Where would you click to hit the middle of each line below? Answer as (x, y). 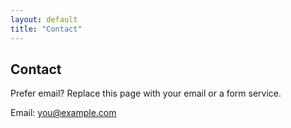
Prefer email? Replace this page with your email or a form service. (146, 93)
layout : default (44, 19)
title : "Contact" (46, 29)
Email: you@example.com (63, 113)
